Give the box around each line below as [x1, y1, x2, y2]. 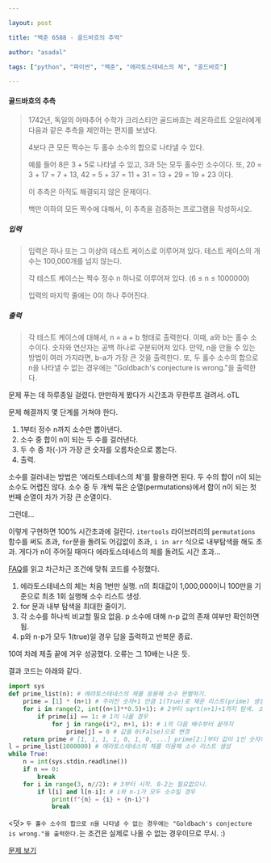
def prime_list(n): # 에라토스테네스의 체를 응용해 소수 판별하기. [8, 690, 207, 698]
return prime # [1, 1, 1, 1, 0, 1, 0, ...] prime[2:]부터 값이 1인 [23, 735, 246, 743]
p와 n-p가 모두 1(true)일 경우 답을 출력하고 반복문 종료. [19, 632, 194, 641]
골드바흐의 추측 [8, 95, 56, 105]
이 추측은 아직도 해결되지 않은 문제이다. [27, 187, 152, 197]
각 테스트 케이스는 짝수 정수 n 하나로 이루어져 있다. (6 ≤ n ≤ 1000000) [27, 273, 250, 283]
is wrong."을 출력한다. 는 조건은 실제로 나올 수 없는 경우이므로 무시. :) [8, 828, 226, 838]
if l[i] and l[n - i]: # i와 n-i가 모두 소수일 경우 [37, 788, 196, 796]
